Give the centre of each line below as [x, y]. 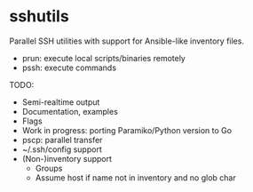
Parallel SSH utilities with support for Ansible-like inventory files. [126, 41]
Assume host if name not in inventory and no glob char [136, 177]
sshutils [39, 16]
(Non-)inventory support [67, 158]
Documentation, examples [70, 111]
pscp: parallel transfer [62, 140]
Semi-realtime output [61, 102]
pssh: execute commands [69, 68]
